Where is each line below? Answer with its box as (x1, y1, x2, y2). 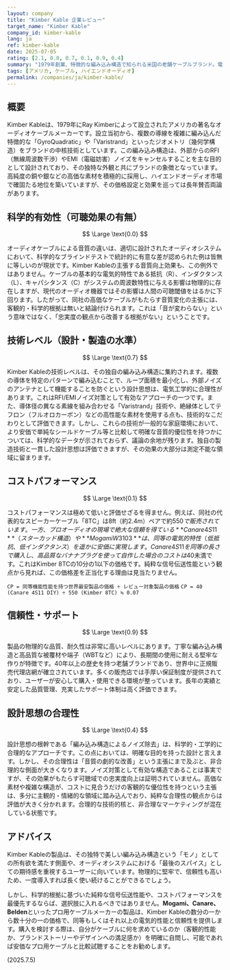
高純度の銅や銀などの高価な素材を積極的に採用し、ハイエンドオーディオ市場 (7, 172, 222, 181)
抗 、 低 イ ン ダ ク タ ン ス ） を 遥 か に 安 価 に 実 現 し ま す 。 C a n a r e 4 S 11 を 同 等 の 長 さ (7, 542, 220, 551)
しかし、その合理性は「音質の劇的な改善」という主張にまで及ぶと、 (18, 757, 211, 765)
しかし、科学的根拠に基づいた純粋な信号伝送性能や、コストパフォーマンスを (7, 890, 223, 899)
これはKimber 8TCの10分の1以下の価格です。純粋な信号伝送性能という (18, 559, 217, 568)
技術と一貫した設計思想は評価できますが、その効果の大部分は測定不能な (12, 444, 217, 453)
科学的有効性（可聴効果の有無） (7, 211, 142, 223)
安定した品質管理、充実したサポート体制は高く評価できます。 (7, 685, 181, 693)
